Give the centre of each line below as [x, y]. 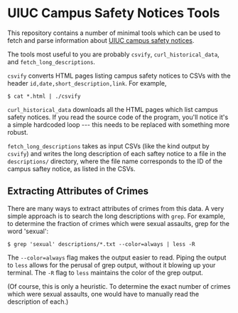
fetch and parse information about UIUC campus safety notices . [101, 40]
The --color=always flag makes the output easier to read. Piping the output [117, 257]
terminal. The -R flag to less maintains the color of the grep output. [106, 272]
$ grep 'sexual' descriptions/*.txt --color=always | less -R [101, 244]
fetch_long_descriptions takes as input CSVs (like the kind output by [108, 146]
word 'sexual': [28, 231]
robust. [18, 132]
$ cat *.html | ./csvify [44, 96]
